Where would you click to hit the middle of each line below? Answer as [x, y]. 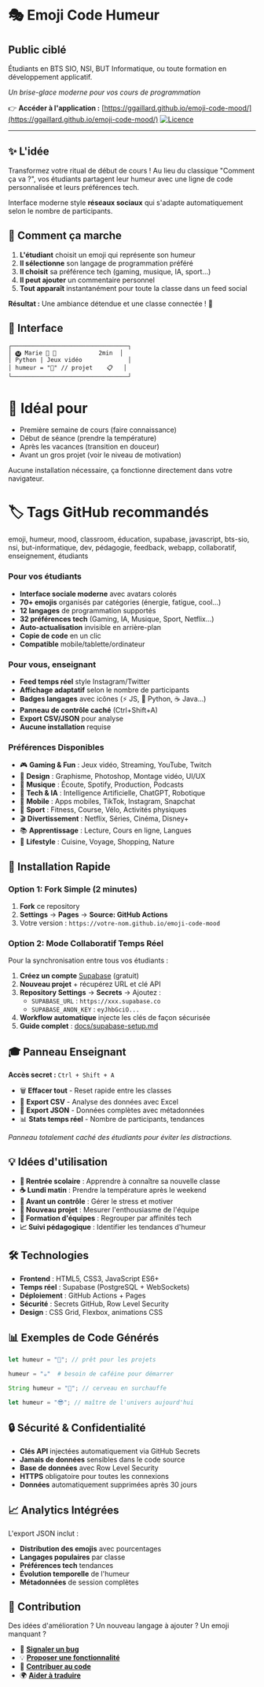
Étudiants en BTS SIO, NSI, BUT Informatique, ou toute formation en [117, 69]
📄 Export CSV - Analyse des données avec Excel [99, 1102]
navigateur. [26, 479]
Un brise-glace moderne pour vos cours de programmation [104, 92]
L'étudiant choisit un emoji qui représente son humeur [108, 255]
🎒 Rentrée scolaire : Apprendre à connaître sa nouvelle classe [120, 1181]
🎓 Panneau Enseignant [67, 1052]
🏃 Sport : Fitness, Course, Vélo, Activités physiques [103, 810]
